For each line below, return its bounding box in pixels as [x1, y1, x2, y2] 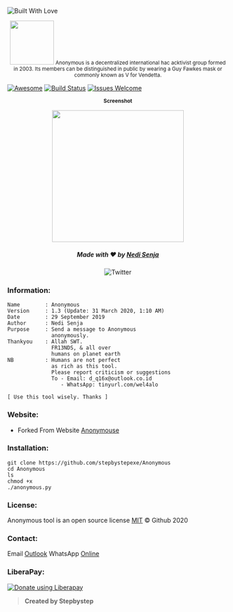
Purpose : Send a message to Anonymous [7, 326, 137, 333]
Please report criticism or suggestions [51, 369, 171, 376]
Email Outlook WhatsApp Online [7, 549, 100, 558]
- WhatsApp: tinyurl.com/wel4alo [60, 382, 159, 389]
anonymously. [51, 332, 90, 339]
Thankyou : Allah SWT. [7, 338, 83, 346]
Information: [7, 285, 51, 295]
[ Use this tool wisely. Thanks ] [7, 393, 109, 401]
